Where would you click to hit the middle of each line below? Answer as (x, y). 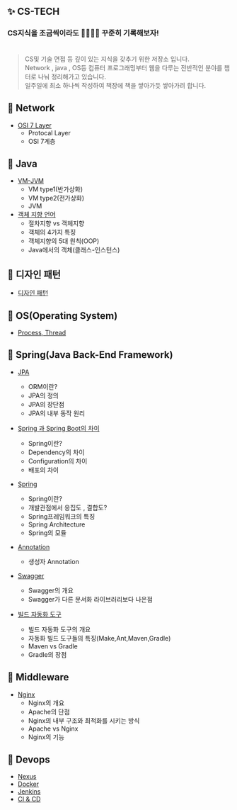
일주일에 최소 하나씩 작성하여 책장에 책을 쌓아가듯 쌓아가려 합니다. (115, 85)
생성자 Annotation (53, 561)
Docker (28, 784)
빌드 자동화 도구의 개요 (59, 629)
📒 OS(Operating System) (63, 316)
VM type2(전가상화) (56, 198)
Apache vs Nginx (53, 729)
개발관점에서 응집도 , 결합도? (68, 507)
